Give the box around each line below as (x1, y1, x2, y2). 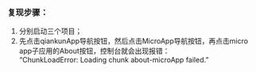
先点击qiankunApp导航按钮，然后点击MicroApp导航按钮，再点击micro (18, 36, 248, 46)
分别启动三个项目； (18, 26, 83, 36)
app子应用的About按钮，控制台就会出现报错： (18, 46, 170, 56)
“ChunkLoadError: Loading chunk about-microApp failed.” (18, 55, 209, 65)
